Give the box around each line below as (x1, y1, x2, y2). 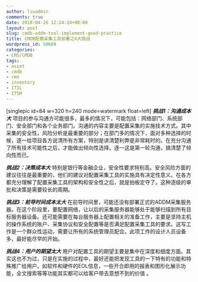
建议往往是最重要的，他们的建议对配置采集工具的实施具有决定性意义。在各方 (6, 171, 192, 178)
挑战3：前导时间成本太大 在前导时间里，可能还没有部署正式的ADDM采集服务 (6, 198, 192, 206)
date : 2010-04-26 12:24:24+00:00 (6, 19, 88, 25)
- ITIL (6, 85, 22, 91)
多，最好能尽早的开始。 (6, 235, 63, 242)
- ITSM (6, 90, 22, 96)
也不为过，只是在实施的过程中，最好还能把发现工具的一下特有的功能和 (16, 255, 186, 262)
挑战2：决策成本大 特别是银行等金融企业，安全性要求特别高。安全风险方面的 (6, 164, 191, 171)
